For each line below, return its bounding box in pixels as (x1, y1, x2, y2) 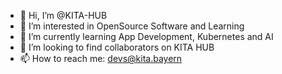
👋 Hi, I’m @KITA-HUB (19, 10, 108, 21)
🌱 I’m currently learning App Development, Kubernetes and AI (19, 31, 274, 42)
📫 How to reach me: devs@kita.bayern (19, 53, 183, 64)
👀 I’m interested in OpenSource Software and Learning (19, 20, 245, 32)
